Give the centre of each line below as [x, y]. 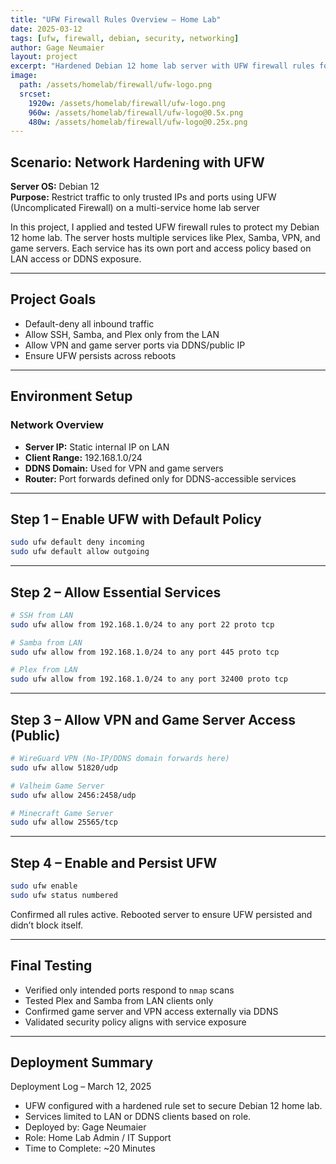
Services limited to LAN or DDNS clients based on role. [138, 1117]
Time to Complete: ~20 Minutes [90, 1148]
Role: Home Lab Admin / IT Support [98, 1138]
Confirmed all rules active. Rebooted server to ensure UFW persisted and [161, 914]
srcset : [35, 94]
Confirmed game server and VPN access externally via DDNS [151, 1011]
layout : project [44, 57]
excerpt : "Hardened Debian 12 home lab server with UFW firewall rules [162, 66]
